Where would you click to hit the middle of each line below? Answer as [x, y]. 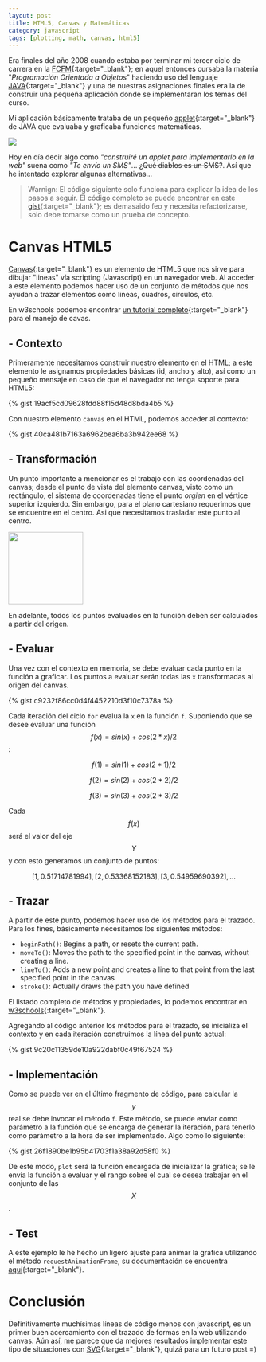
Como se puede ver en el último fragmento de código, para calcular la [123, 1094]
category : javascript [44, 30]
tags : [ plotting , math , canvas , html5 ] [74, 38]
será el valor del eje [41, 836]
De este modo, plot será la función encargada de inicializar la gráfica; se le [132, 1167]
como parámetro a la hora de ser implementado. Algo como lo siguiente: [127, 1136]
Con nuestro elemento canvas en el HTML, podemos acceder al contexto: [128, 419]
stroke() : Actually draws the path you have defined [104, 986]
